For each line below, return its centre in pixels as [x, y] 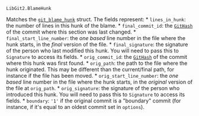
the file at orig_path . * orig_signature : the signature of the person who [93, 88]
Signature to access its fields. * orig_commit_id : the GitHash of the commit [97, 57]
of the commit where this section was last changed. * [71, 32]
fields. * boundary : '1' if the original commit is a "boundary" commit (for [94, 101]
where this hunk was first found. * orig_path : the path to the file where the [97, 63]
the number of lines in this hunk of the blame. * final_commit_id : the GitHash [99, 26]
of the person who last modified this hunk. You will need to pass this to [92, 51]
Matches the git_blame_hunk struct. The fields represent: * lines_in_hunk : [96, 19]
